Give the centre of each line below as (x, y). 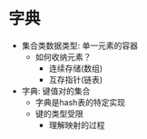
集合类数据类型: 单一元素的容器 (79, 45)
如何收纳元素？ (63, 56)
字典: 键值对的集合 (56, 91)
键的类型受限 (59, 114)
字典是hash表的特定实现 (80, 102)
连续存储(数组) (76, 68)
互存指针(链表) (76, 79)
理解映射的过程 (77, 124)
